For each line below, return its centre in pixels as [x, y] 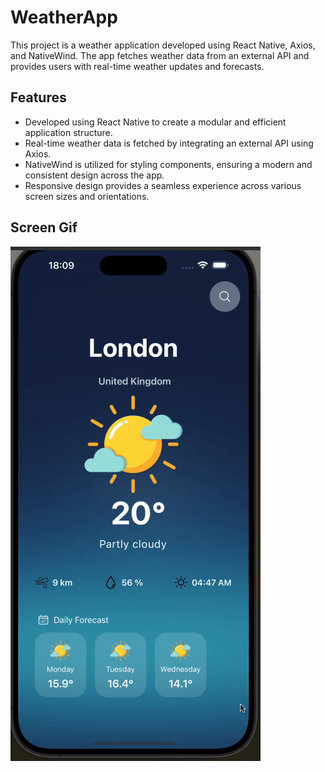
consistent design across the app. [94, 175]
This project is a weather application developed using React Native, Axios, [163, 45]
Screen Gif [44, 227]
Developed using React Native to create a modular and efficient [155, 122]
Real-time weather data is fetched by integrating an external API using [169, 143]
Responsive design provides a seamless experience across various [163, 185]
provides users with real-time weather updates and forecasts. [137, 66]
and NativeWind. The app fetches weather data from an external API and [160, 55]
